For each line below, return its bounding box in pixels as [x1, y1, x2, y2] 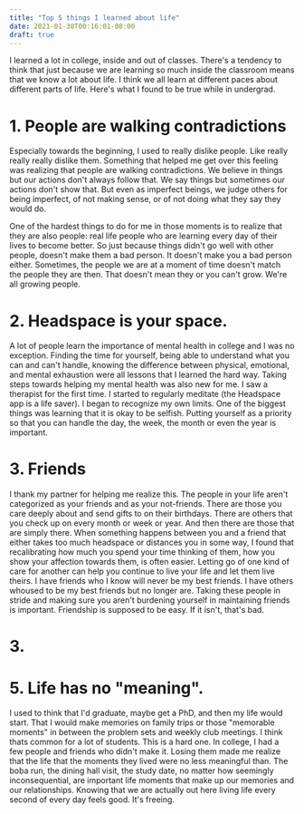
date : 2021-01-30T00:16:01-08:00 [9, 22, 136, 31]
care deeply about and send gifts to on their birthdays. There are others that [9, 509, 293, 519]
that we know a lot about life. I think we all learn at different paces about [9, 74, 279, 85]
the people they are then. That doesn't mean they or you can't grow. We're [9, 269, 288, 280]
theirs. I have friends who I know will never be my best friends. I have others [9, 576, 294, 586]
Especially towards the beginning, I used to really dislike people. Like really [9, 146, 288, 157]
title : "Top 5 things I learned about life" [9, 13, 180, 23]
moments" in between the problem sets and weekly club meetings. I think [9, 727, 283, 738]
